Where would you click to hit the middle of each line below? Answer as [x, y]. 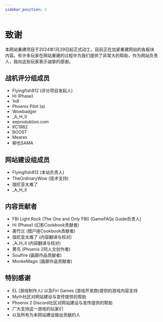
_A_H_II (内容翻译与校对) [36, 243]
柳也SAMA [23, 143]
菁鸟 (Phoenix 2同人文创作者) [41, 249]
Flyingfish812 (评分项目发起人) [42, 91]
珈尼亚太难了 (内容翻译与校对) [42, 237]
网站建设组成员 [27, 160]
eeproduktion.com [30, 122]
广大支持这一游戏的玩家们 [38, 308]
